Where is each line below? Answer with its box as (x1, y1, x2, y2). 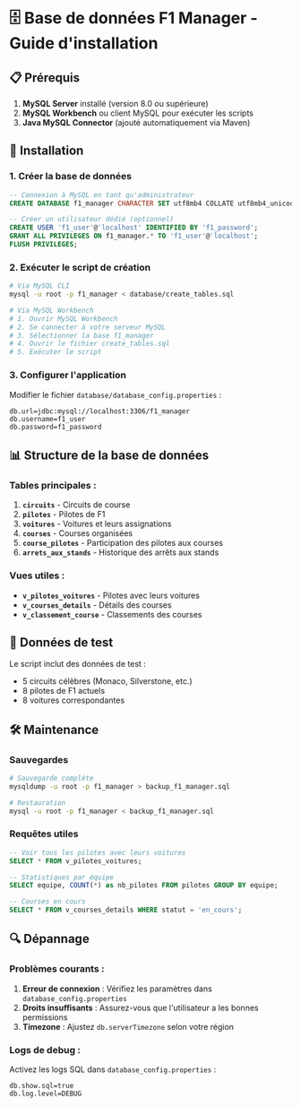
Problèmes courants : (9, 963, 105, 975)
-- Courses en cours (9, 897, 87, 906)
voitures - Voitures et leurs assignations (21, 518, 172, 530)
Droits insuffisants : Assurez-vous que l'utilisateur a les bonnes (21, 1002, 259, 1013)
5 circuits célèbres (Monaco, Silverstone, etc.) (21, 676, 193, 687)
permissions (21, 1011, 68, 1023)
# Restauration (9, 798, 66, 808)
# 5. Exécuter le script (9, 348, 102, 357)
